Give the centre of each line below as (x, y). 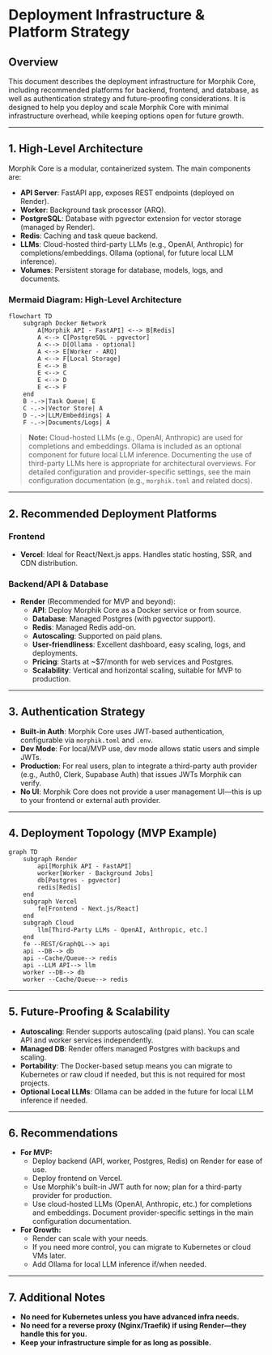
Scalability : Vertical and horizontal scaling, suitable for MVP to (137, 670)
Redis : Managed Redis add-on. (84, 627)
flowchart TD (30, 316)
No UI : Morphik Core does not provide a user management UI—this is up (141, 792)
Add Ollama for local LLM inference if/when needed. (119, 1264)
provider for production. (72, 1196)
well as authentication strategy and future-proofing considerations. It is (127, 98)
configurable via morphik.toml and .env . (87, 740)
